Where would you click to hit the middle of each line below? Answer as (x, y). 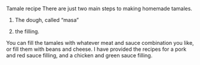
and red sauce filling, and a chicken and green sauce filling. (79, 55)
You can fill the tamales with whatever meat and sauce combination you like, (100, 43)
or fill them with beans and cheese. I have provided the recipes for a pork (96, 49)
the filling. (27, 31)
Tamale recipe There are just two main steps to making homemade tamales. (99, 9)
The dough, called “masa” (47, 20)
